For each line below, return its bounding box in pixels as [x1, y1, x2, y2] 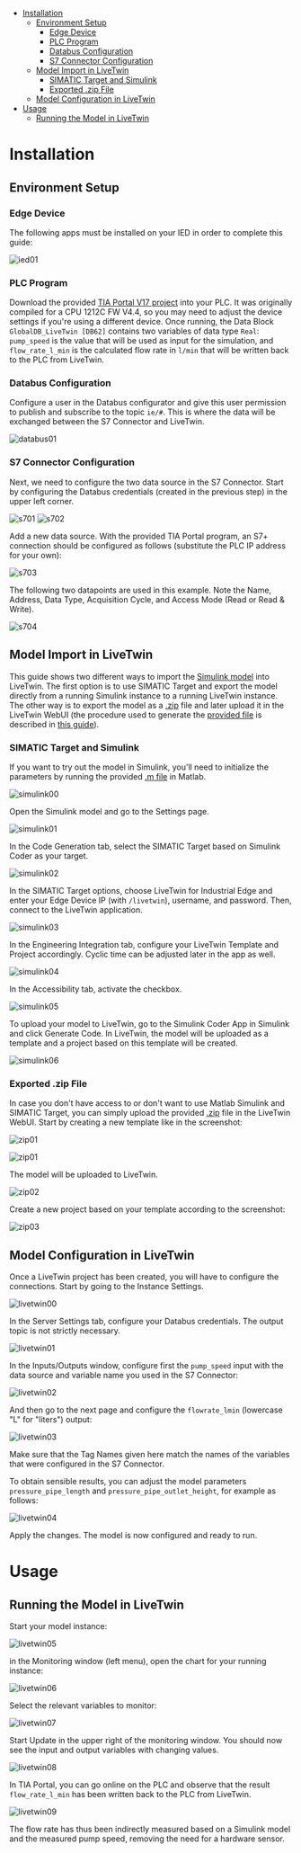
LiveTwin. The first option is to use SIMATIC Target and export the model [9, 681, 279, 691]
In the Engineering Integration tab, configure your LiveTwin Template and [9, 939, 279, 949]
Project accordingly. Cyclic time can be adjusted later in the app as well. [9, 949, 276, 959]
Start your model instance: [9, 1620, 108, 1631]
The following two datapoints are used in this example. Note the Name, [9, 584, 272, 595]
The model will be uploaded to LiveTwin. [9, 1169, 159, 1180]
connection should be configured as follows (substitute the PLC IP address [9, 539, 286, 551]
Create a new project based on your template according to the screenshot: [9, 1204, 286, 1215]
